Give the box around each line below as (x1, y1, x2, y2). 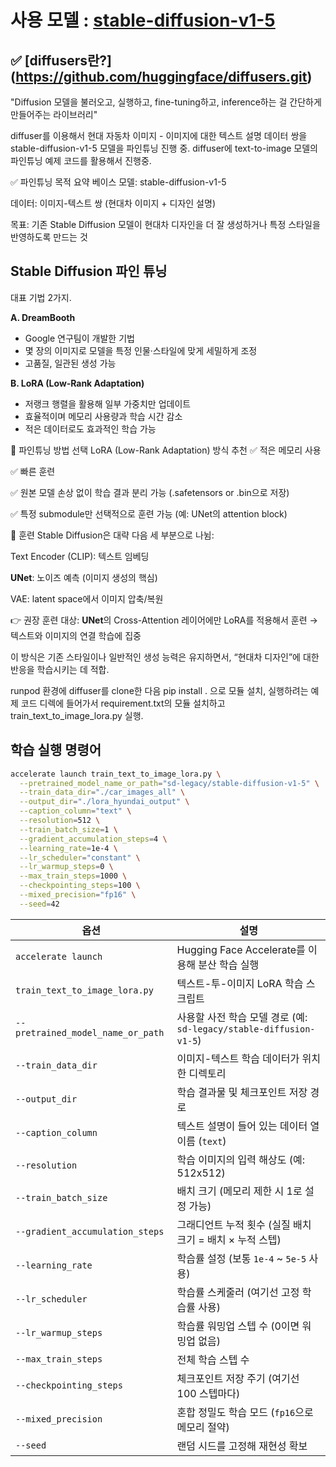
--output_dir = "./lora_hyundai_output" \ (19, 797, 190, 807)
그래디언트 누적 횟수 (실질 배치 (176, 1217, 312, 1231)
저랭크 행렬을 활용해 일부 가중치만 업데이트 (24, 397, 192, 410)
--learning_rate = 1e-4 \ (19, 843, 118, 853)
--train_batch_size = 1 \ (19, 824, 118, 835)
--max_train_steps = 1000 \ (19, 871, 128, 881)
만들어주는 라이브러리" (10, 109, 98, 120)
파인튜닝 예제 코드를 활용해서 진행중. (10, 155, 152, 166)
